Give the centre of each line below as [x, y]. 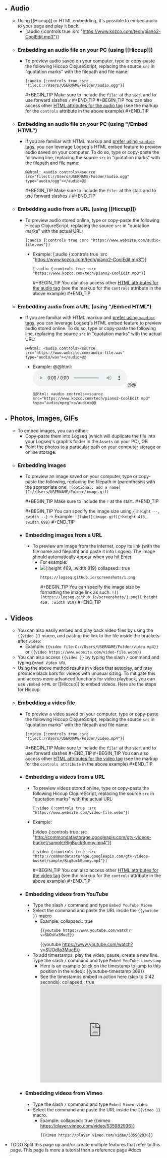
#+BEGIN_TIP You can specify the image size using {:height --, [93, 511]
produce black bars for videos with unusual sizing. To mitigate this [86, 673]
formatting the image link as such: [75, 592]
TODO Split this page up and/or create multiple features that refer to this [85, 1144]
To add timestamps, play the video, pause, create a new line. [96, 955]
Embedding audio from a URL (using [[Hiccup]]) [77, 209]
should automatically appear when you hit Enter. [82, 557]
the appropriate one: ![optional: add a [66, 487]
